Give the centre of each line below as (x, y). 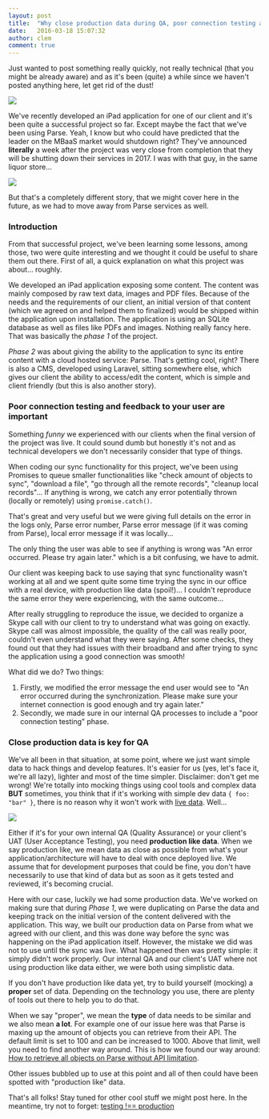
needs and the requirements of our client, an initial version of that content (129, 302)
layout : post (30, 16)
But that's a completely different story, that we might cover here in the (124, 198)
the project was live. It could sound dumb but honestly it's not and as (122, 442)
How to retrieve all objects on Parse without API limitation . (104, 1058)
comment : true (32, 46)
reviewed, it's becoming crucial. (61, 884)
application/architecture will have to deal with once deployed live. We (122, 859)
